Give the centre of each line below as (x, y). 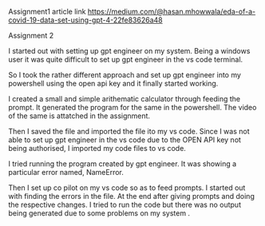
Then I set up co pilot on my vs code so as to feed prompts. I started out (127, 188)
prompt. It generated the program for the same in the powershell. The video (132, 107)
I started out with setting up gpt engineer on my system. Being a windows (129, 51)
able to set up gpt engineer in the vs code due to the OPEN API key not (125, 140)
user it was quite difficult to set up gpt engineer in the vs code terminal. (126, 59)
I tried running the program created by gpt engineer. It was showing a (123, 164)
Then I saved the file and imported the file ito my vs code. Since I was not (129, 131)
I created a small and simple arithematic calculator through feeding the (125, 99)
